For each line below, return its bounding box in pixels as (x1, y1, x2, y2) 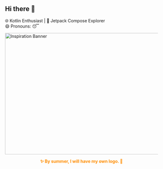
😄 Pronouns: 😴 (5, 23, 39, 29)
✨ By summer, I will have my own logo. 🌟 (40, 158, 123, 164)
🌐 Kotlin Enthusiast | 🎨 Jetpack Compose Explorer (5, 17, 105, 23)
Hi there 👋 (5, 5, 35, 13)
